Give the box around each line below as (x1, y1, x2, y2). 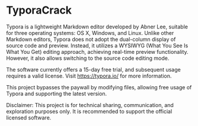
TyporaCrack (6, 4, 72, 17)
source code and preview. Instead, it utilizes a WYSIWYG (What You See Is (6, 42, 189, 49)
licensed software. (6, 114, 52, 121)
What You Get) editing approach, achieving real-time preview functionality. (6, 48, 189, 55)
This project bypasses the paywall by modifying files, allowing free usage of (6, 83, 192, 91)
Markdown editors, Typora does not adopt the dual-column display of (6, 35, 176, 43)
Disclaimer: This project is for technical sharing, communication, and (6, 101, 174, 108)
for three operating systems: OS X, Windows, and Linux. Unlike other (6, 29, 174, 36)
